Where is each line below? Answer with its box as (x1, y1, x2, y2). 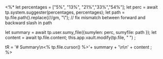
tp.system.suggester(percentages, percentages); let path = (5, 9, 125, 15)
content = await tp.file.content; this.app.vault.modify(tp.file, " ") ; (5, 34, 136, 40)
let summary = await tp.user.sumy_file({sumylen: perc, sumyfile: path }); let (5, 29, 157, 35)
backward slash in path (5, 20, 53, 26)
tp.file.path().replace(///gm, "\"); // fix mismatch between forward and (5, 15, 146, 20)
